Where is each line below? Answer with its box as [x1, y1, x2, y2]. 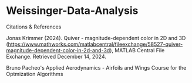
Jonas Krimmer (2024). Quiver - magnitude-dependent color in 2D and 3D [6, 34, 186, 41]
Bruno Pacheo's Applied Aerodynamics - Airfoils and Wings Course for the [6, 64, 187, 71]
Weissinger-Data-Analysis [6, 4, 139, 17]
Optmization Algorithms [6, 70, 63, 77]
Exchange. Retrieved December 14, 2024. [6, 53, 107, 60]
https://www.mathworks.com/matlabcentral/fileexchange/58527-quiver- [8, 41, 183, 48]
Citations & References [6, 23, 62, 30]
